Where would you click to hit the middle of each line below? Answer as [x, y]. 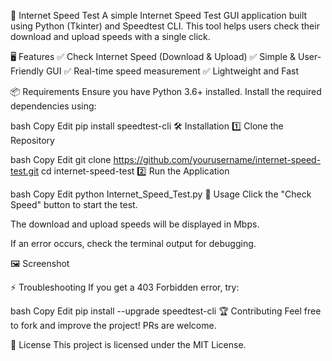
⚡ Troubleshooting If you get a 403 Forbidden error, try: [125, 287]
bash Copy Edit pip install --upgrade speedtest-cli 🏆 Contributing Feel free [166, 311]
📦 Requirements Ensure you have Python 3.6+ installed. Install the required [166, 91]
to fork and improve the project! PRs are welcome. [113, 325]
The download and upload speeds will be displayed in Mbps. [135, 224]
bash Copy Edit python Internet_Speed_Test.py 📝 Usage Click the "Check [161, 194]
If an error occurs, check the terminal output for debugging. [133, 243]
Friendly [27, 71]
